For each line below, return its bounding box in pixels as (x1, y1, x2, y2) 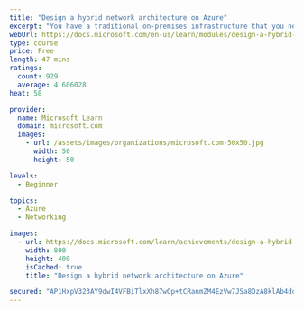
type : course (9, 38, 59, 48)
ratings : (9, 64, 42, 73)
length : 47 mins (9, 55, 70, 64)
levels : (9, 171, 39, 180)
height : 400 (25, 254, 70, 263)
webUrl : (9, 30, 39, 39)
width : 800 (25, 245, 67, 255)
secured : (9, 287, 42, 296)
